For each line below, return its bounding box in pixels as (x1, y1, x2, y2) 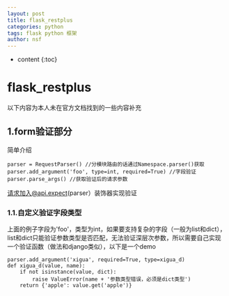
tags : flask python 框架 (7, 29, 77, 37)
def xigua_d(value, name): (7, 263, 86, 270)
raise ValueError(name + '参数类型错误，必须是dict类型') (32, 276, 191, 283)
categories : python (7, 23, 64, 30)
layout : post (7, 10, 45, 17)
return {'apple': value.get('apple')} (19, 282, 132, 289)
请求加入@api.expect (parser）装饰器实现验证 (7, 189, 137, 197)
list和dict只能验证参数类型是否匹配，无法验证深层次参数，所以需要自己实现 (7, 234, 221, 242)
